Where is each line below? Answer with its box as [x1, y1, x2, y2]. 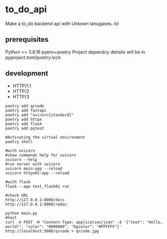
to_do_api [5, 4, 47, 15]
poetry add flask [5, 121, 42, 126]
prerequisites [5, 35, 49, 44]
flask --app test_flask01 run [5, 184, 70, 189]
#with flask [5, 179, 31, 184]
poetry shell [5, 139, 33, 144]
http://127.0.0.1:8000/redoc [5, 202, 67, 207]
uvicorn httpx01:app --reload [5, 170, 70, 176]
